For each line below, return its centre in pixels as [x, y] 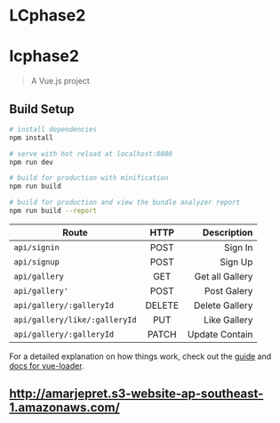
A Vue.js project [60, 81]
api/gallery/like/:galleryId [75, 320]
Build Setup [42, 109]
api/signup [36, 262]
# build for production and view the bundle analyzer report [125, 203]
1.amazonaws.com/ [64, 407]
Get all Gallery [224, 276]
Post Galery [228, 290]
